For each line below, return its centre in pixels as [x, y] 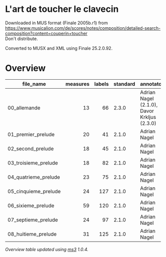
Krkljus [148, 117]
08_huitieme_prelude [32, 234]
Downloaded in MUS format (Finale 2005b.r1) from [57, 23]
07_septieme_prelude [33, 220]
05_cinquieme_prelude [34, 191]
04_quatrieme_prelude [34, 177]
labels [102, 84]
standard [124, 84]
